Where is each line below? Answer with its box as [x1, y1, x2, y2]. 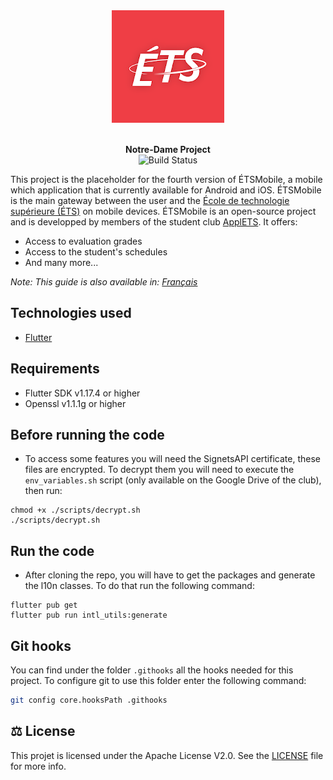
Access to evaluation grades [24, 235, 143, 247]
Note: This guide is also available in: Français [10, 276, 198, 288]
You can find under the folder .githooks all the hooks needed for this [10, 664, 294, 676]
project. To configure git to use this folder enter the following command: [10, 675, 307, 687]
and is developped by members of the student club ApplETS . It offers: [10, 216, 298, 228]
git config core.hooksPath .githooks [10, 695, 168, 706]
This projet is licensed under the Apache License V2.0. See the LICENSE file [10, 749, 324, 761]
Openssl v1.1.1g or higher [24, 397, 127, 409]
